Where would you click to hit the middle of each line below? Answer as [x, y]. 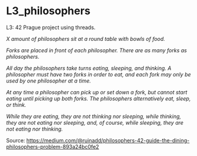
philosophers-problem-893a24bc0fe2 [53, 147]
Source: [16, 140]
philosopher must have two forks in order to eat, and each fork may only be [98, 74]
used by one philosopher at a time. [49, 81]
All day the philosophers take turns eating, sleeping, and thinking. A [89, 68]
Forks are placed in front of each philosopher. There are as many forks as [97, 50]
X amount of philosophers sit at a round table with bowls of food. [86, 39]
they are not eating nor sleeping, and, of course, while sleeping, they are [95, 122]
